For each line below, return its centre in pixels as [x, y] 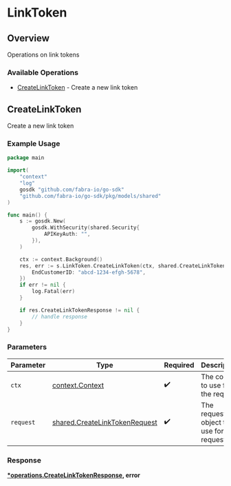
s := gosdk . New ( [43, 221]
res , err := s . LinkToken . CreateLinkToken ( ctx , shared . [100, 266]
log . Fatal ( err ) [54, 292]
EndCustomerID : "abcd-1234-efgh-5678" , [89, 272]
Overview [29, 38]
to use [211, 385]
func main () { [27, 215]
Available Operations [43, 72]
